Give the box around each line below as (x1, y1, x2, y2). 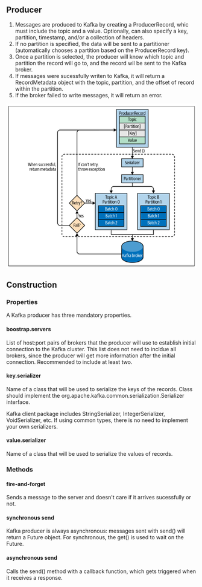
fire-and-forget (6, 480, 46, 487)
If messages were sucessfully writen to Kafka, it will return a (14, 72, 165, 79)
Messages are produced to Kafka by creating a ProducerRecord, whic (14, 21, 189, 28)
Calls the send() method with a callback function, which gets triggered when (6, 568, 197, 575)
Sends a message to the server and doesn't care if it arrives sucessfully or (6, 494, 191, 501)
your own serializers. (6, 423, 58, 430)
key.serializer (6, 372, 41, 380)
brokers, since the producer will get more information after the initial (6, 352, 175, 359)
